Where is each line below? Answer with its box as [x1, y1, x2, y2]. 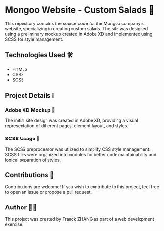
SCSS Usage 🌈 [5, 135, 40, 142]
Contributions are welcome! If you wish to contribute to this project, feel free [5, 184, 159, 190]
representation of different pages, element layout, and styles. [5, 123, 129, 129]
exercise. [5, 221, 23, 227]
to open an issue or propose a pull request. [5, 189, 92, 195]
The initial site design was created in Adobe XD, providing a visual [5, 117, 138, 124]
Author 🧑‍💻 [5, 203, 37, 211]
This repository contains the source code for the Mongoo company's [5, 21, 144, 26]
